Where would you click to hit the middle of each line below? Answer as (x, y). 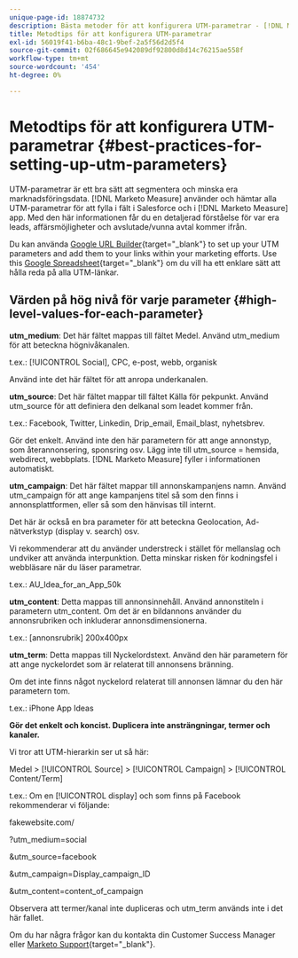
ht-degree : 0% (35, 75)
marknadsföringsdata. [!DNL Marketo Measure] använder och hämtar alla (143, 198)
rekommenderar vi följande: (60, 805)
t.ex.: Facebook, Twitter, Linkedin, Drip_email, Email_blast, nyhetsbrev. (137, 423)
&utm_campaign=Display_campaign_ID (80, 874)
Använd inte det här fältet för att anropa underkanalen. (109, 379)
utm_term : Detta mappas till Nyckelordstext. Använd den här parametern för (149, 655)
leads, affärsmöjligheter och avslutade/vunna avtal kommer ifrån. (128, 226)
